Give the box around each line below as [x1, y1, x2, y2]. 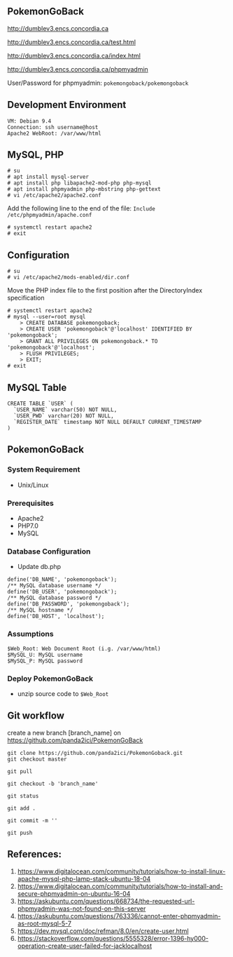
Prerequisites [7, 498, 54, 508]
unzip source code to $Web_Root [17, 689, 109, 697]
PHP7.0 [17, 522, 38, 530]
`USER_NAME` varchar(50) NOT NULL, [13, 406, 118, 413]
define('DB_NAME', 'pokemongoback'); [7, 576, 118, 583]
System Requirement [7, 464, 80, 474]
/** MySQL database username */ [7, 582, 101, 589]
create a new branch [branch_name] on [7, 728, 121, 737]
